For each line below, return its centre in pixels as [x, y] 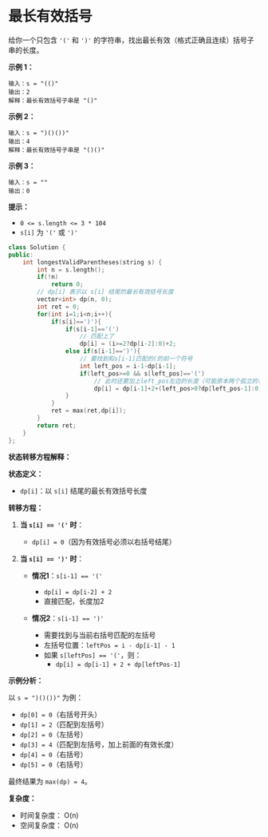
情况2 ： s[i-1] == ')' [68, 618]
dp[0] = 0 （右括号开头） [61, 714]
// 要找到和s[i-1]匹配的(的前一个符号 [136, 359]
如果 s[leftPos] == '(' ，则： [93, 655]
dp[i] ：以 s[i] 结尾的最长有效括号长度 [83, 490]
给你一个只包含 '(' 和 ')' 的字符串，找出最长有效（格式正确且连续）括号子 [131, 40]
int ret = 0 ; [59, 307]
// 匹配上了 [97, 336]
